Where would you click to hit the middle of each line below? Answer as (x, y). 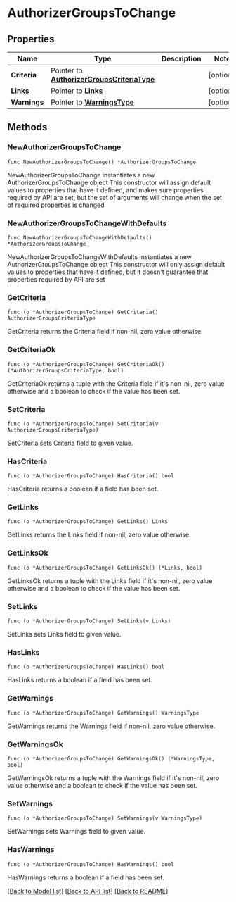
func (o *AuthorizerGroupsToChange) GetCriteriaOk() (86, 364)
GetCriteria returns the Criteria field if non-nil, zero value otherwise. (105, 332)
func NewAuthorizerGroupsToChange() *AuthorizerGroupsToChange (102, 162)
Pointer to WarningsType (92, 102)
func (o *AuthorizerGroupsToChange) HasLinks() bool (86, 667)
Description (181, 59)
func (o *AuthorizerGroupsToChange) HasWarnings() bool (91, 864)
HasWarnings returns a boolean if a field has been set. (86, 877)
